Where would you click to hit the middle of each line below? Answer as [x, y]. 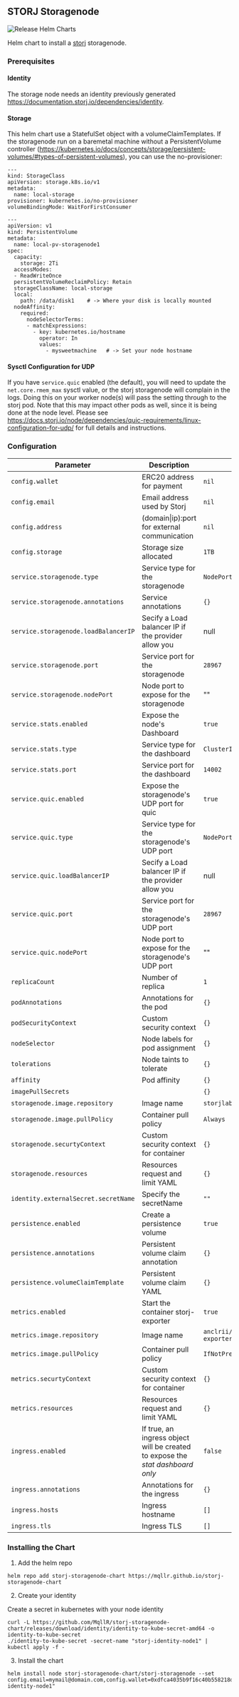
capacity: [28, 257]
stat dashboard [168, 1464]
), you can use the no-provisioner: [172, 157]
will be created [166, 1447]
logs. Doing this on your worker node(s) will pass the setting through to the [117, 397]
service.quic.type [42, 837]
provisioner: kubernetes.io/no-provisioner [73, 201]
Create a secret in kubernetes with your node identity [85, 1609]
